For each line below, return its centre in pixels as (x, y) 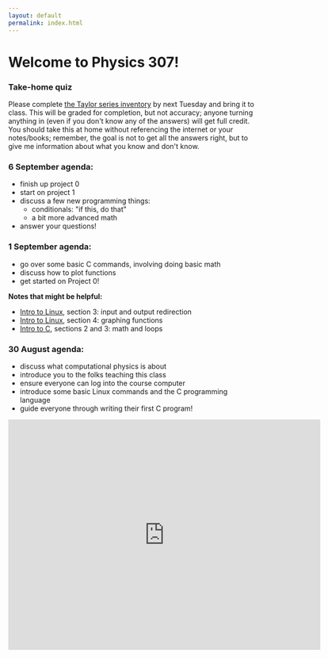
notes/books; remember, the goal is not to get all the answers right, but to (128, 138)
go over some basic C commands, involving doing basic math (120, 264)
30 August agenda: (46, 349)
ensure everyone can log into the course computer (103, 383)
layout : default (35, 15)
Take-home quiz (40, 86)
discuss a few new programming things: (85, 201)
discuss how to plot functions (68, 272)
